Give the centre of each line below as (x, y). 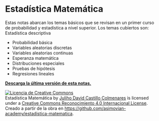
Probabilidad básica (32, 42)
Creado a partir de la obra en (34, 108)
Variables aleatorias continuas (43, 53)
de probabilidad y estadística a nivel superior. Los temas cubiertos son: (77, 27)
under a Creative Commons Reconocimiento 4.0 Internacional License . (77, 103)
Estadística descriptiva (28, 33)
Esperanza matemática (35, 58)
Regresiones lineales (33, 73)
